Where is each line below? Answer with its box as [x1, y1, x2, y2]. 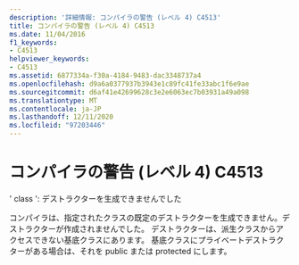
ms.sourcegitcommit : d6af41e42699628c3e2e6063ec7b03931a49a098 [9, 87, 250, 96]
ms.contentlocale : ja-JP [9, 104, 102, 113]
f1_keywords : [9, 37, 58, 47]
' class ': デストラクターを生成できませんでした [9, 193, 182, 203]
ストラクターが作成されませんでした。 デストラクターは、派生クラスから [9, 223, 277, 234]
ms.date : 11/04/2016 [9, 29, 87, 38]
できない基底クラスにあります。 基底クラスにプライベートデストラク [32, 234, 284, 245]
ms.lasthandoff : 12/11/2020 [9, 112, 114, 121]
